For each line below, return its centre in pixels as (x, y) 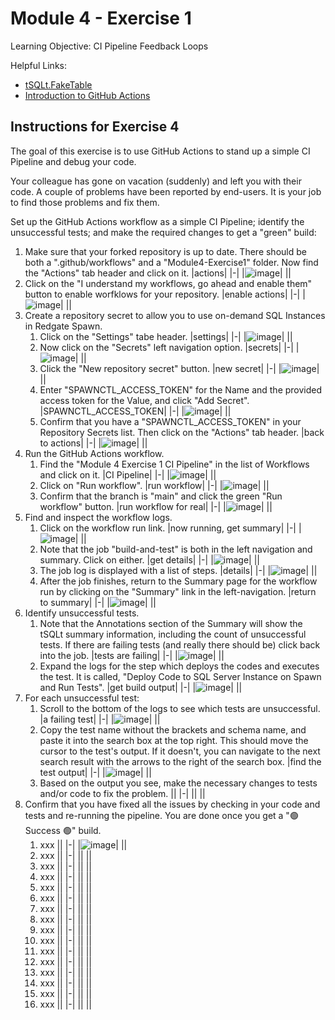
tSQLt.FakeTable (58, 84)
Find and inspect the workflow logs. (98, 517)
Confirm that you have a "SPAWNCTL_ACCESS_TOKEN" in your (170, 421)
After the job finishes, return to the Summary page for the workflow (178, 581)
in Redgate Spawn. (63, 326)
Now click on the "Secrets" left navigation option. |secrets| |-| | (169, 347)
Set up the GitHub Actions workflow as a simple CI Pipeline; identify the (157, 221)
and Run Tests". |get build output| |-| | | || (141, 687)
